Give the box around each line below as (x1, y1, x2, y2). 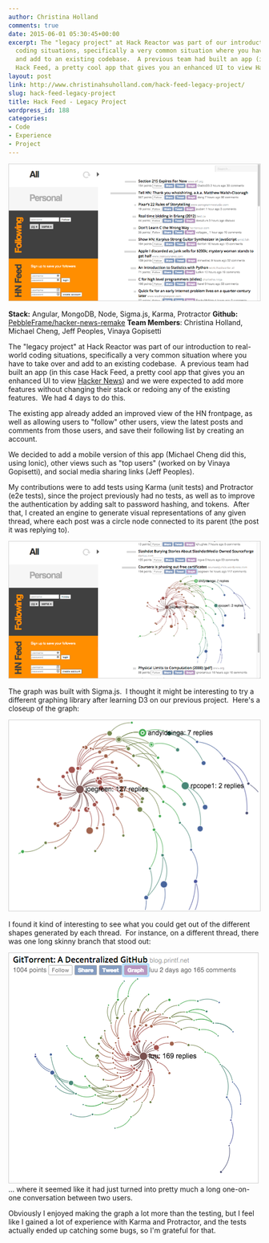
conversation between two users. (22, 1192, 134, 1202)
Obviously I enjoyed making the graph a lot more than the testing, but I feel (8, 1208, 255, 1218)
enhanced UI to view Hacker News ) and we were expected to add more (8, 376, 244, 385)
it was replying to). (8, 524, 70, 534)
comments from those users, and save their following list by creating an (8, 426, 244, 435)
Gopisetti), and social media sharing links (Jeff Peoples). (8, 467, 195, 476)
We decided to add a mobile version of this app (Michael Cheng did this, (8, 450, 247, 459)
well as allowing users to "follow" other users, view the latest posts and (8, 417, 243, 426)
